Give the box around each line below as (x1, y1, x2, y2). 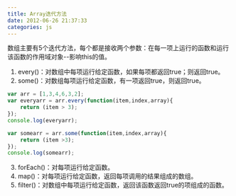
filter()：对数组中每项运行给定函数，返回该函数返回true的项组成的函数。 (17, 181, 229, 190)
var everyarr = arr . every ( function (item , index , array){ (7, 97, 173, 105)
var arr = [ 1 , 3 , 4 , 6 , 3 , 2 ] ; (7, 91, 85, 98)
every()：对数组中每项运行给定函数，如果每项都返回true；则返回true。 (17, 68, 225, 76)
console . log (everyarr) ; (7, 117, 78, 124)
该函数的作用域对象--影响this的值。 (7, 52, 112, 61)
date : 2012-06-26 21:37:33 (7, 17, 87, 24)
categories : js (7, 23, 53, 30)
